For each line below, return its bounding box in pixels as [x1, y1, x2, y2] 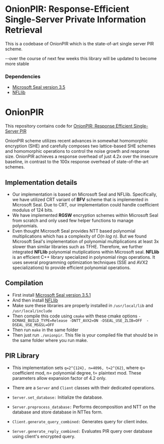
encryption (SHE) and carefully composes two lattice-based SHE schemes [5, 143, 156, 149]
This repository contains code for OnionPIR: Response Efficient [5, 123, 133, 129]
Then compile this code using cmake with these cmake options [12, 313, 137, 319]
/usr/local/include [12, 308, 53, 313]
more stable [5, 61, 29, 67]
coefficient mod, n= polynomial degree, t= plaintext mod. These [12, 370, 141, 376]
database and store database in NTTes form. [12, 409, 103, 415]
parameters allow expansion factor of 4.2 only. [12, 375, 107, 381]
